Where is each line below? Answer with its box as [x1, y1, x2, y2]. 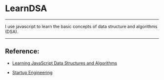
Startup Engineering [12, 69, 53, 75]
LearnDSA [5, 3, 47, 14]
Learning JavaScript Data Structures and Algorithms [12, 60, 117, 66]
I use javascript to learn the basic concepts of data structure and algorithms [5, 23, 158, 29]
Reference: [5, 47, 40, 56]
